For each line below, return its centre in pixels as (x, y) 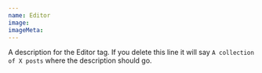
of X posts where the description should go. (80, 60)
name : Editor (29, 15)
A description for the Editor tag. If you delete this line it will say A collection (131, 53)
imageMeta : (26, 30)
